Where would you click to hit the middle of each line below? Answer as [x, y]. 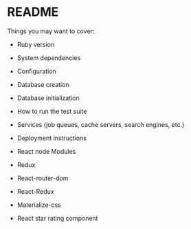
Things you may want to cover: [51, 31]
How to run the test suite [52, 111]
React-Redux [35, 191]
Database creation [43, 84]
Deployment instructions [52, 138]
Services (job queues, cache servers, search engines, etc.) [101, 124]
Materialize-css [39, 205]
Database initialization [48, 98]
